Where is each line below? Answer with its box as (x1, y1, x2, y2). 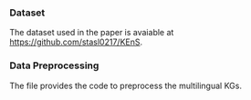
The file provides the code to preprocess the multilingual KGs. (9, 80, 242, 91)
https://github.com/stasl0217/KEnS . (9, 36, 143, 47)
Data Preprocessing (9, 59, 99, 72)
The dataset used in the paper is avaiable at (9, 27, 174, 38)
